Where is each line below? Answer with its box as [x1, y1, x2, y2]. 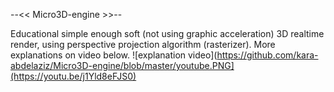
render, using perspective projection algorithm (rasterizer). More [10, 39, 276, 50]
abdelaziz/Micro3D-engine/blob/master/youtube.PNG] [10, 60, 235, 71]
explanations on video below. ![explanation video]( [10, 49, 218, 61]
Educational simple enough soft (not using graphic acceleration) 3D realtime [10, 28, 325, 39]
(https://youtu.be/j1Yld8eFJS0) [10, 70, 137, 82]
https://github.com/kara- [216, 49, 319, 61]
